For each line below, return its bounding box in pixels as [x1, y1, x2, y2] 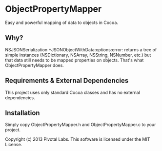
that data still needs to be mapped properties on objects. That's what [5, 57, 144, 63]
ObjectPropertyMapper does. [5, 62, 64, 68]
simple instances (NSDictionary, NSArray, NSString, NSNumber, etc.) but [5, 52, 151, 58]
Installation [5, 108, 40, 117]
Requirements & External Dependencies [5, 77, 129, 85]
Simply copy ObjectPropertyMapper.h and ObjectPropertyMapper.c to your [5, 122, 156, 128]
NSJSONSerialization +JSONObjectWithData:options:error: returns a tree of [5, 46, 157, 52]
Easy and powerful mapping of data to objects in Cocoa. [5, 20, 119, 25]
